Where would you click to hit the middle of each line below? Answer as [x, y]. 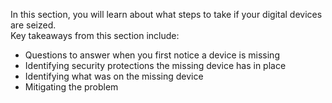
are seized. [33, 25]
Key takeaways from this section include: [95, 35]
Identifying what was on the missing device [114, 76]
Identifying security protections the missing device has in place [155, 65]
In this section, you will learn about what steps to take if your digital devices [166, 14]
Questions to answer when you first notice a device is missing [152, 55]
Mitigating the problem [71, 87]
